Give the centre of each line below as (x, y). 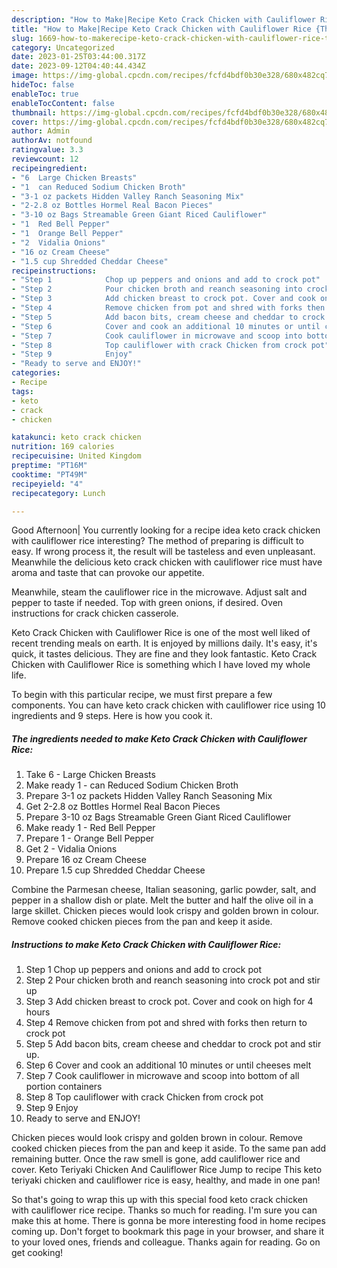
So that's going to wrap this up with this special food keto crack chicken (160, 1200)
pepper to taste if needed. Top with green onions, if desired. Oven (147, 603)
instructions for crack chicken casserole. (95, 613)
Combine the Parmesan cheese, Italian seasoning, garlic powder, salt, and (164, 890)
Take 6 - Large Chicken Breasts (90, 775)
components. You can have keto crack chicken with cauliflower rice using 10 (168, 705)
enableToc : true (45, 94)
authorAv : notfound (52, 141)
